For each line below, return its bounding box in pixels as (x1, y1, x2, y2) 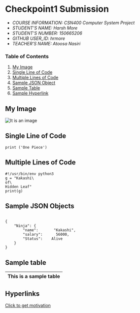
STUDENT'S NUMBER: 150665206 (12, 30, 83, 36)
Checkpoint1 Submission (5, 3, 109, 15)
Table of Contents (5, 53, 49, 60)
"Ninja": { (14, 223, 36, 228)
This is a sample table (7, 273, 60, 280)
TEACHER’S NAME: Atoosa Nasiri (12, 40, 81, 46)
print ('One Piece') (5, 145, 48, 150)
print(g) (5, 188, 23, 193)
